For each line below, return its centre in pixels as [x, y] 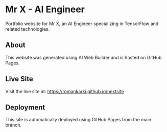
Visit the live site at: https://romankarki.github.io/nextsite [65, 91]
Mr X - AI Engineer [45, 9]
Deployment [25, 107]
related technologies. [28, 29]
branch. [14, 125]
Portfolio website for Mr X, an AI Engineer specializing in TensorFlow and [82, 24]
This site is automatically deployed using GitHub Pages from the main [78, 120]
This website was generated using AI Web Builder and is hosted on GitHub [83, 57]
